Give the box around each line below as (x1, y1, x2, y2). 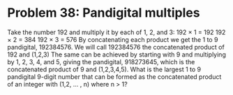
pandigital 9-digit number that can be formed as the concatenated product (7, 72, 222, 81)
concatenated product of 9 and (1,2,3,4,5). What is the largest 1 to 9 (7, 65, 202, 73)
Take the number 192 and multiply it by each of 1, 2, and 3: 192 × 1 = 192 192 (7, 28, 226, 36)
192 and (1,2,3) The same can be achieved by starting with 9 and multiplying (7, 50, 227, 59)
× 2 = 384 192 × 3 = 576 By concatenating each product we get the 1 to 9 (7, 35, 218, 43)
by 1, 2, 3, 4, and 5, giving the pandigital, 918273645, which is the (7, 57, 195, 66)
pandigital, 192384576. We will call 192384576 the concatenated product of (7, 43, 225, 51)
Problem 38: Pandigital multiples (7, 5, 200, 21)
